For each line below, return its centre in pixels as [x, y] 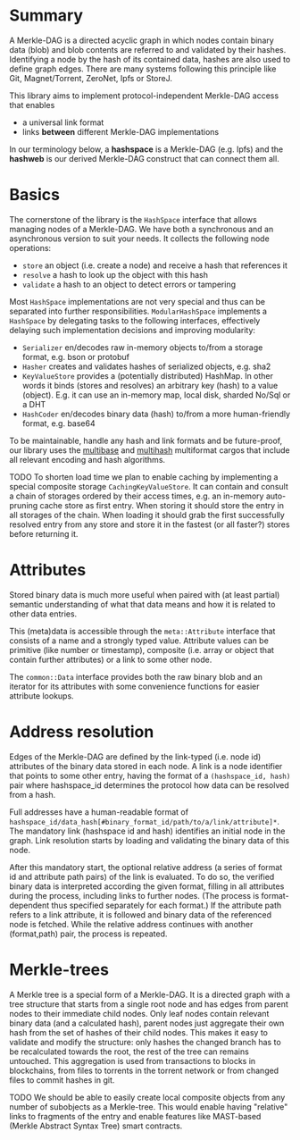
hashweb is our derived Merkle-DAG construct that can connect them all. [144, 158]
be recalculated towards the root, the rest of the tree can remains [129, 1052]
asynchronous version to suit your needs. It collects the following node [139, 239]
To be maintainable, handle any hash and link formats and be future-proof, [146, 440]
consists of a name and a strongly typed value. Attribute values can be [139, 641]
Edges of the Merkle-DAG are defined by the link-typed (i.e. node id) [135, 757]
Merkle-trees [59, 969]
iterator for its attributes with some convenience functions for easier [134, 686]
